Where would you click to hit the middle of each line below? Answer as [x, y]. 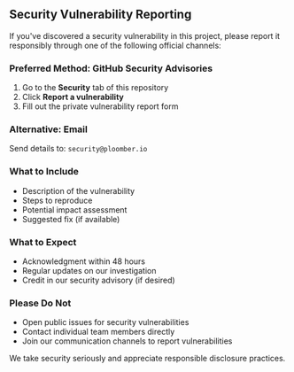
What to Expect [43, 242]
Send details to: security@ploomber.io [78, 149]
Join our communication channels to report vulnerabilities [127, 341]
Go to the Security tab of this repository [95, 88]
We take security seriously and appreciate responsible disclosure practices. [147, 359]
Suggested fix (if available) [71, 219]
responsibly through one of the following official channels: [115, 45]
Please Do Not [40, 303]
